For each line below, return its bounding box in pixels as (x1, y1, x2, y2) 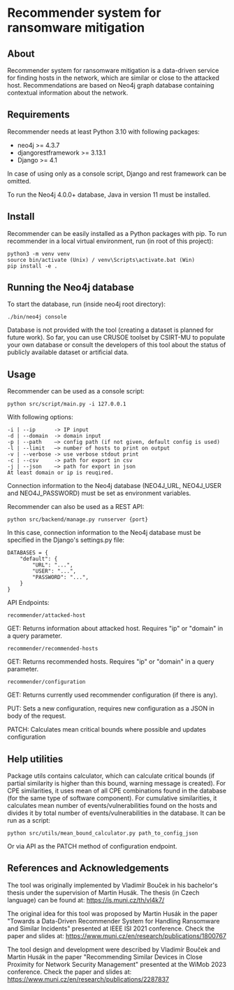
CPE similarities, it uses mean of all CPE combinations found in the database (7, 786, 227, 795)
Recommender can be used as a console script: (7, 387, 145, 396)
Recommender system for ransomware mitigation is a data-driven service (7, 67, 219, 74)
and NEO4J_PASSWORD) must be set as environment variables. (7, 489, 191, 498)
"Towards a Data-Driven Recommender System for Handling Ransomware (7, 916, 220, 925)
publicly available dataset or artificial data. (7, 348, 129, 356)
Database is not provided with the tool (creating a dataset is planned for (7, 326, 214, 334)
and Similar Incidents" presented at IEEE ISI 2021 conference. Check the (7, 924, 215, 933)
